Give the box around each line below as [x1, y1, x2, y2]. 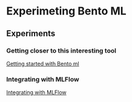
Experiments [6, 28, 56, 39]
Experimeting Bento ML [6, 4, 127, 18]
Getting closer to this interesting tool [6, 46, 117, 55]
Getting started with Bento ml [6, 60, 80, 67]
